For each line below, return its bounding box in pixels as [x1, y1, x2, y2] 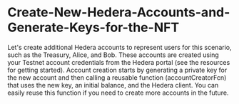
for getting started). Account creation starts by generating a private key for [7, 66, 228, 74]
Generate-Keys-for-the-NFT [7, 19, 180, 36]
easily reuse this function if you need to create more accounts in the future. [7, 88, 229, 97]
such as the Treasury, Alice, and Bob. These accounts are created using [7, 51, 219, 59]
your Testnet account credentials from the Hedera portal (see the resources [7, 58, 230, 66]
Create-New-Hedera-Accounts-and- [7, 4, 230, 21]
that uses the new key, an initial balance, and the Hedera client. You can [7, 80, 219, 89]
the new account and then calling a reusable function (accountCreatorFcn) [7, 73, 227, 82]
